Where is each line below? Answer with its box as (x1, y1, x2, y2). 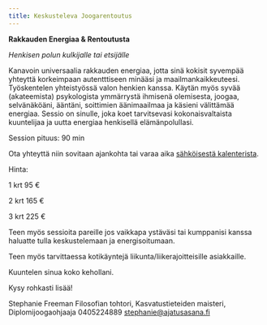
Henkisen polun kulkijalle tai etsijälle (8, 49, 130, 59)
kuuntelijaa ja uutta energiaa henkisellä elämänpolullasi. (8, 117, 194, 126)
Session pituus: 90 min (8, 133, 85, 143)
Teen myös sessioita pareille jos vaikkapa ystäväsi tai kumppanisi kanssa (8, 227, 252, 237)
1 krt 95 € (8, 180, 41, 190)
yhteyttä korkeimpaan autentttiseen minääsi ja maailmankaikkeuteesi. (8, 74, 240, 83)
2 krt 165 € (8, 195, 45, 205)
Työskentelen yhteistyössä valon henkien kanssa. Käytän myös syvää (8, 83, 241, 92)
